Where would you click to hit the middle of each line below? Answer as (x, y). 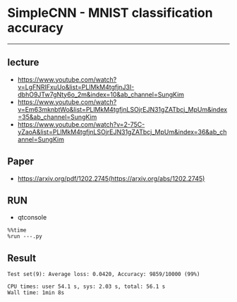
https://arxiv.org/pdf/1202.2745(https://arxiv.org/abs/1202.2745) (111, 178)
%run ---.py (25, 237)
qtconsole (32, 218)
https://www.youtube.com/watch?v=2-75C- (81, 124)
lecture (23, 62)
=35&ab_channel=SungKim (57, 117)
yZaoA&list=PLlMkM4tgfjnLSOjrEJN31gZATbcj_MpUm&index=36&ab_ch (122, 132)
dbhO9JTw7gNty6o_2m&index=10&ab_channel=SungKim (101, 94)
